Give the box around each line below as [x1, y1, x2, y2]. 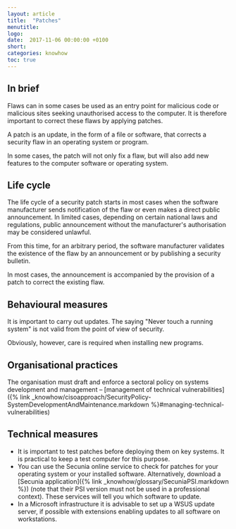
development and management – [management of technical [7, 385, 181, 393]
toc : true [7, 57, 37, 64]
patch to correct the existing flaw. [7, 278, 105, 286]
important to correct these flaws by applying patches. [7, 116, 163, 124]
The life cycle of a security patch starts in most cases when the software [7, 198, 218, 207]
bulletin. [7, 257, 31, 265]
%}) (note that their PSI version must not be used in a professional [17, 484, 210, 493]
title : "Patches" [7, 17, 61, 24]
